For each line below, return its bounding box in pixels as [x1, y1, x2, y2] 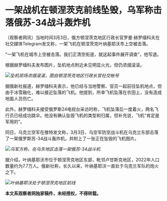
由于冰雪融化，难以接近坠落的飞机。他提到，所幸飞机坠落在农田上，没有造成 [5, 89, 162, 95]
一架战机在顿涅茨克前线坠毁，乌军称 [5, 4, 154, 16]
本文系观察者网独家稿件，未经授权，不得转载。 [5, 190, 101, 196]
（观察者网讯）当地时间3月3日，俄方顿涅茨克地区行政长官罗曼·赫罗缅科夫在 [5, 34, 160, 40]
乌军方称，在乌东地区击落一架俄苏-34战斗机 [10, 146, 100, 152]
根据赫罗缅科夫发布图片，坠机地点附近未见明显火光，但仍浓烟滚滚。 [5, 62, 145, 68]
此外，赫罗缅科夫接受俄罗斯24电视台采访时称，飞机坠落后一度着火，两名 [5, 106, 155, 112]
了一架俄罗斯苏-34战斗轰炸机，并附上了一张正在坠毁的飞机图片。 [5, 135, 139, 141]
